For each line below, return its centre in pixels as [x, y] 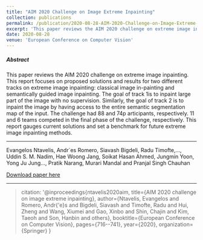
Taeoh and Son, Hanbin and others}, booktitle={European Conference [108, 218]
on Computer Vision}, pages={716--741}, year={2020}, [89, 224]
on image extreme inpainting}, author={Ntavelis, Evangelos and [100, 198]
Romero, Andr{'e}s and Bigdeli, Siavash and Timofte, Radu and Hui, [105, 205]
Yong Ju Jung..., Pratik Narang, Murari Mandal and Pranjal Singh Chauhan [98, 163]
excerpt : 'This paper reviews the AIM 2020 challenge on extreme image [98, 29]
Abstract [18, 59]
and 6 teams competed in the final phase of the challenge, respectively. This [101, 119]
